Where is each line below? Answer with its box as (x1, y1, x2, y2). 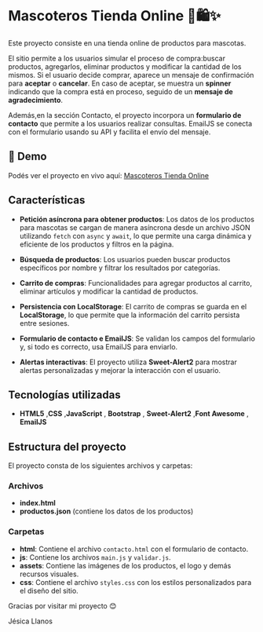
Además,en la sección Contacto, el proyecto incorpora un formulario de (8, 110, 242, 119)
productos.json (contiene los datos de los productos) (19, 506, 194, 516)
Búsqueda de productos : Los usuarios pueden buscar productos (19, 254, 231, 264)
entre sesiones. (19, 318, 70, 327)
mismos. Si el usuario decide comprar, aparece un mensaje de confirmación (8, 70, 254, 79)
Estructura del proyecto (8, 440, 127, 453)
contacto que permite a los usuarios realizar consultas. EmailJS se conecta (8, 119, 253, 128)
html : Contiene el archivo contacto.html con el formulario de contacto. (19, 544, 249, 553)
